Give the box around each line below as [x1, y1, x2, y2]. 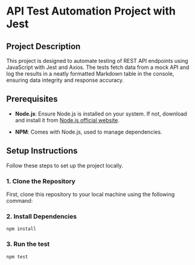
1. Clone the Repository [6, 177, 75, 185]
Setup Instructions [6, 146, 78, 156]
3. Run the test [6, 240, 50, 249]
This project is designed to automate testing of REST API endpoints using [6, 57, 188, 64]
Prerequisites [6, 94, 58, 104]
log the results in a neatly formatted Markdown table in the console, [6, 70, 174, 77]
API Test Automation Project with [6, 4, 176, 18]
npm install [6, 226, 36, 232]
